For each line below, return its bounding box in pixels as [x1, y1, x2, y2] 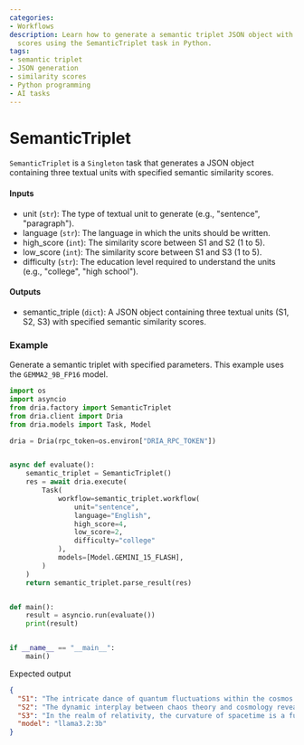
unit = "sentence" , [73, 503, 140, 512]
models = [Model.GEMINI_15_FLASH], [57, 553, 184, 562]
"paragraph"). [22, 218, 75, 229]
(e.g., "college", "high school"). [22, 266, 138, 277]
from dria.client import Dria [9, 411, 124, 420]
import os [9, 386, 47, 396]
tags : [9, 47, 30, 56]
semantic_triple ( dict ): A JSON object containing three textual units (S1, [22, 306, 290, 317]
